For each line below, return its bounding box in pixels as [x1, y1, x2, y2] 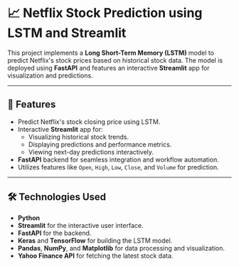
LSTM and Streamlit [7, 25, 127, 41]
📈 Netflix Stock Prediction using [7, 5, 203, 21]
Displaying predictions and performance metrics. [28, 140, 172, 149]
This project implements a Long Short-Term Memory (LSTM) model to [7, 48, 215, 57]
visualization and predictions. [7, 71, 94, 80]
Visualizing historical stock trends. [28, 132, 129, 141]
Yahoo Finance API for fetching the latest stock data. [17, 251, 174, 260]
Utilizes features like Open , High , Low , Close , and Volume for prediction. [17, 162, 219, 171]
